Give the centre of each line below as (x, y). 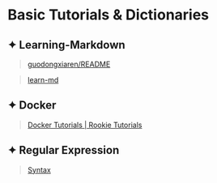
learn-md (43, 80)
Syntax (39, 170)
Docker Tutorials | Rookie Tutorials (85, 125)
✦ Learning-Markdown (67, 45)
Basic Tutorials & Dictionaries (108, 15)
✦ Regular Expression (64, 150)
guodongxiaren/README (69, 64)
